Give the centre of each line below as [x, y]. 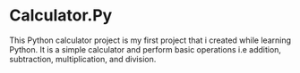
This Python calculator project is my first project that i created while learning [150, 40]
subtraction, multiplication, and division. [83, 59]
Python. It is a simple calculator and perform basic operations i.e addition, [146, 49]
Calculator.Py [61, 16]
